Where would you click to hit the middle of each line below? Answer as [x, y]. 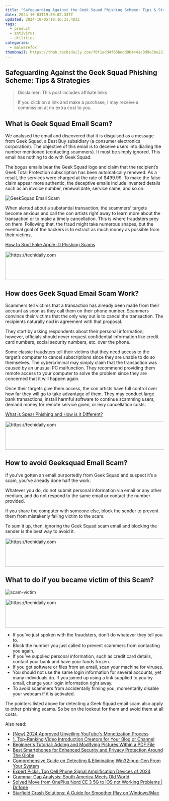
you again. [23, 651]
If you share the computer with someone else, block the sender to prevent [82, 511]
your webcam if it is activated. [44, 693]
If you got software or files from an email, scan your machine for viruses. [88, 667]
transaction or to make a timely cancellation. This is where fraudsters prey [82, 219]
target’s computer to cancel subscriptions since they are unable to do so [80, 357]
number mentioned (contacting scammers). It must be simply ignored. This [83, 152]
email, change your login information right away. [62, 683]
